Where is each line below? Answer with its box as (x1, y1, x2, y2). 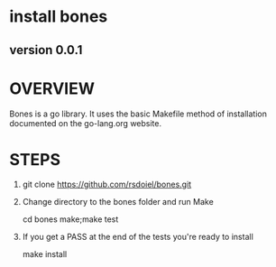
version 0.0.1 (9, 42, 83, 58)
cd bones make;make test (22, 214, 119, 225)
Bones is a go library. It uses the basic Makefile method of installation (9, 108, 268, 119)
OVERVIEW (9, 78, 96, 98)
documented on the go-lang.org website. (9, 117, 162, 128)
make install (22, 249, 68, 260)
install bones (9, 6, 108, 27)
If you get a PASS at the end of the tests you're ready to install (22, 232, 254, 243)
